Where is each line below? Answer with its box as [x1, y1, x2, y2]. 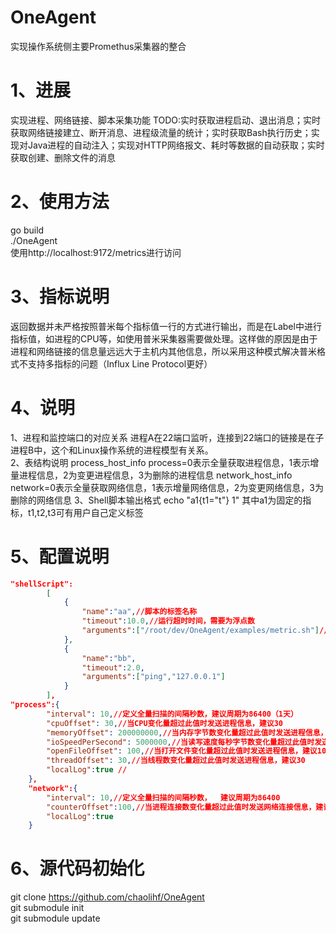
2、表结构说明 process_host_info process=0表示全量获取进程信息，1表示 [10, 456, 311, 468]
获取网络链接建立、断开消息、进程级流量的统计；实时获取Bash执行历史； [10, 126, 312, 138]
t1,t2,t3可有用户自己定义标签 [27, 506, 144, 518]
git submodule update [10, 912, 101, 925]
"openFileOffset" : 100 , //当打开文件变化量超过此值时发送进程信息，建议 [46, 746, 318, 756]
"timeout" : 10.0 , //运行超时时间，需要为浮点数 [81, 616, 255, 626]
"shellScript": [10, 579, 74, 589]
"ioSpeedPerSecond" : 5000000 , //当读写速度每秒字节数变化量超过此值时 [46, 737, 315, 747]
